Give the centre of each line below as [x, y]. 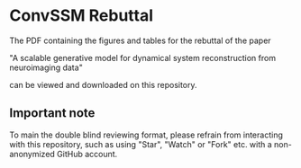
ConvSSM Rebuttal [82, 16]
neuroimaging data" [46, 67]
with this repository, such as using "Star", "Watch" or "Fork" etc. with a [141, 144]
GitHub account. [87, 154]
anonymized [32, 154]
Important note [52, 113]
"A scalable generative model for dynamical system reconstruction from [143, 57]
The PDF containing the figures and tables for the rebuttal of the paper [141, 40]
